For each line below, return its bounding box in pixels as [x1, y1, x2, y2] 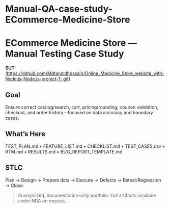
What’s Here [5, 129, 46, 138]
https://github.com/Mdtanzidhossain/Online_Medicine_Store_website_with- [7, 70, 164, 76]
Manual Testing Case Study [5, 48, 124, 60]
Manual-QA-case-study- [5, 3, 113, 15]
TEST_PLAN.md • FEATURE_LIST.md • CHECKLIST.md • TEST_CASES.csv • [5, 143, 165, 149]
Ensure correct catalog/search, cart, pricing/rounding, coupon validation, [5, 104, 159, 110]
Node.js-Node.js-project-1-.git [5, 76, 69, 82]
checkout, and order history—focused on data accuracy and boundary [5, 109, 154, 115]
